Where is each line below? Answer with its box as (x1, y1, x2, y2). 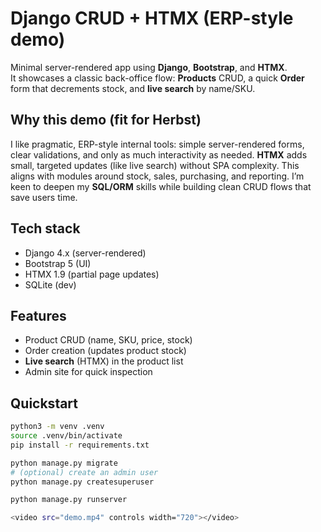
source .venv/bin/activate (10, 431, 123, 441)
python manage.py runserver (10, 495, 128, 505)
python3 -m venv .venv (10, 422, 105, 432)
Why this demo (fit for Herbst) (10, 112, 202, 129)
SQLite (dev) (24, 278, 77, 291)
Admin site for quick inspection (24, 366, 153, 378)
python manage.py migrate (10, 458, 118, 468)
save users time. (10, 191, 78, 203)
